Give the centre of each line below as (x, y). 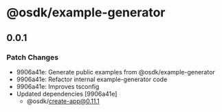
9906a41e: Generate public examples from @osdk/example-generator (116, 72)
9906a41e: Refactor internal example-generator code (92, 79)
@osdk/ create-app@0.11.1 (63, 101)
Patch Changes (33, 57)
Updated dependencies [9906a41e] (67, 94)
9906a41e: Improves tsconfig (58, 86)
